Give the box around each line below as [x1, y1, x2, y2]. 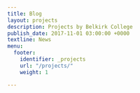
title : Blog [7, 10, 42, 17]
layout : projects [7, 17, 58, 24]
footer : [13, 50, 36, 57]
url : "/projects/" [20, 62, 73, 69]
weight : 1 [20, 69, 49, 76]
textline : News [7, 36, 52, 43]
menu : [7, 43, 23, 50]
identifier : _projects [20, 56, 86, 63]
